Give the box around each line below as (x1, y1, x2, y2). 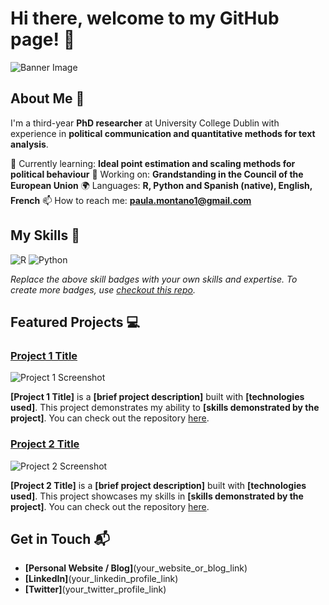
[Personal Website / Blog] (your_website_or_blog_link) (24, 562, 248, 574)
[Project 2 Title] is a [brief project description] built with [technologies (10, 479, 307, 491)
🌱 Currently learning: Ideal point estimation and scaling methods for (10, 157, 296, 169)
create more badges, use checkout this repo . (10, 283, 196, 296)
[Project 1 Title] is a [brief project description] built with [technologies (10, 391, 305, 403)
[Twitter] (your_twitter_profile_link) (24, 583, 167, 596)
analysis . (10, 138, 49, 150)
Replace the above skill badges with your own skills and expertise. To (10, 273, 298, 285)
